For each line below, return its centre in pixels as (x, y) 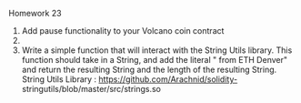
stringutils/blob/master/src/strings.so (91, 89)
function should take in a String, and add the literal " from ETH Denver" (155, 60)
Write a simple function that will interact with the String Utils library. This (157, 50)
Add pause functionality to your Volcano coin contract (123, 31)
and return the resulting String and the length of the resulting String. (149, 69)
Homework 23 (35, 13)
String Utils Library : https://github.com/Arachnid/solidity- (130, 79)
